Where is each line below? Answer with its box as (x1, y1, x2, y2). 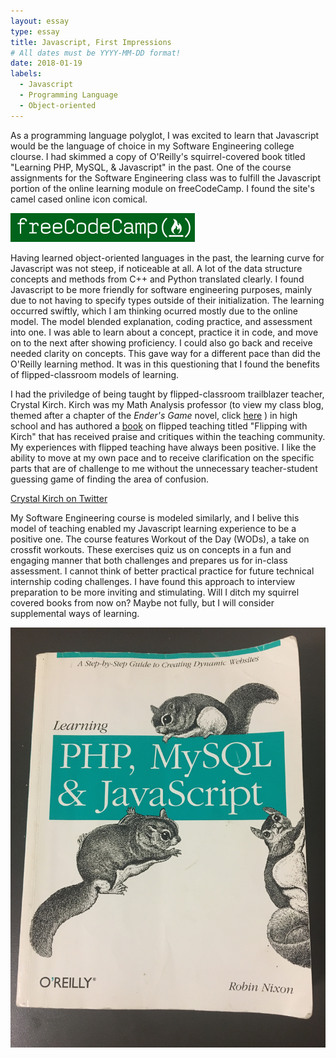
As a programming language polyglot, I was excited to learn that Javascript (10, 129, 320, 141)
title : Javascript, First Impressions (10, 37, 172, 47)
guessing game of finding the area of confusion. (10, 473, 209, 485)
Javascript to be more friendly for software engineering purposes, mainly (10, 283, 313, 295)
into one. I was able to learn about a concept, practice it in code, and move (10, 326, 319, 338)
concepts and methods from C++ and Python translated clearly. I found (10, 273, 305, 285)
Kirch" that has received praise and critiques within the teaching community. (10, 430, 326, 442)
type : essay (10, 26, 60, 37)
